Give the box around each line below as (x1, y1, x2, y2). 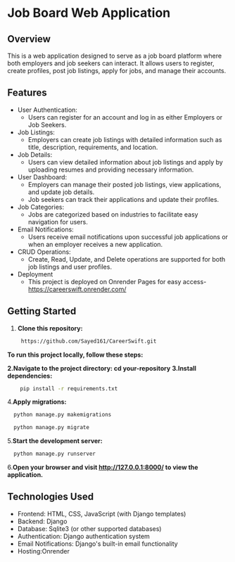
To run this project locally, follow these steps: (7, 350, 144, 359)
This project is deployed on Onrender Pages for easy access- (27, 277, 207, 286)
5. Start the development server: (7, 437, 103, 445)
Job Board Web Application (7, 5, 171, 21)
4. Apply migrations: (7, 397, 67, 406)
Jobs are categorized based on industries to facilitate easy (27, 210, 198, 219)
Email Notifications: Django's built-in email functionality (17, 539, 178, 548)
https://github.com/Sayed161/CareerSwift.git (20, 338, 157, 345)
